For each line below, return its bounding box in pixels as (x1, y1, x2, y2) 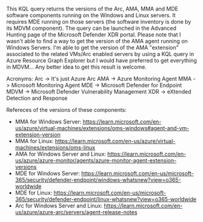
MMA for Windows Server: (15, 118, 82, 125)
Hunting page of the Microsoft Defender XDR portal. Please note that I (6, 31, 181, 38)
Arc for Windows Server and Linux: (15, 202, 103, 209)
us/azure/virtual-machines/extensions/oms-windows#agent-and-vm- (15, 125, 190, 131)
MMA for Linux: (15, 137, 54, 145)
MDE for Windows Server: (15, 170, 80, 177)
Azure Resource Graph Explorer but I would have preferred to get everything (6, 57, 197, 64)
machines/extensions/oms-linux (15, 144, 96, 151)
